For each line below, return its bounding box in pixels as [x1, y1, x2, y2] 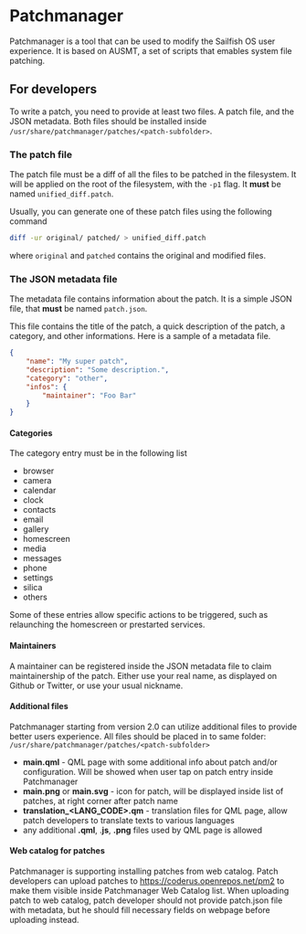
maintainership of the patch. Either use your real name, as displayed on [9, 670, 278, 681]
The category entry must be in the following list [9, 448, 187, 459]
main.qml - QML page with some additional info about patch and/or [22, 756, 279, 768]
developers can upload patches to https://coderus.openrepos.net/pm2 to [9, 876, 285, 886]
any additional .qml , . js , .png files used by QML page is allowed [22, 824, 263, 835]
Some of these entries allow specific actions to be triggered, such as [9, 610, 269, 621]
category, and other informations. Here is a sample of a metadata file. [9, 331, 271, 342]
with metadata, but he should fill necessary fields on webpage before [9, 905, 271, 916]
